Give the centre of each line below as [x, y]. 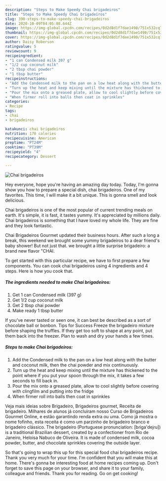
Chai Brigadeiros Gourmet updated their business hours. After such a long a [82, 235]
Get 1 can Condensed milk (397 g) [47, 295]
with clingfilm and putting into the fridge [53, 391]
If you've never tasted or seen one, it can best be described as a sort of [78, 320]
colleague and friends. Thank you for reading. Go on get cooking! [72, 473]
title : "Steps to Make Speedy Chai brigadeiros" [56, 14]
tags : [11, 111]
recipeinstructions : [26, 79]
